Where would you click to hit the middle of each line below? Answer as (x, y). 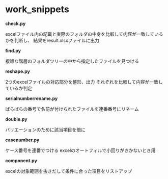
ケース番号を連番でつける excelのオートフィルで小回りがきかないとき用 (80, 150)
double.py (16, 119)
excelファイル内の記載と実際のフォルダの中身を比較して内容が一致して (80, 34)
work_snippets (37, 9)
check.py (16, 23)
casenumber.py (22, 140)
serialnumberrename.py (32, 98)
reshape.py (18, 71)
